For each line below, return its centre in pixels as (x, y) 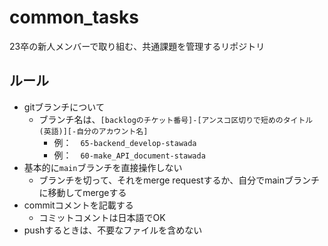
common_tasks (74, 17)
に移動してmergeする (82, 192)
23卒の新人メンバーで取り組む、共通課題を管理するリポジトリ (137, 46)
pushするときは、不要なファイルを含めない (113, 230)
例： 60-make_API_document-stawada (129, 155)
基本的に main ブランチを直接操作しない (103, 167)
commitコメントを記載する (78, 205)
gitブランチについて (64, 107)
